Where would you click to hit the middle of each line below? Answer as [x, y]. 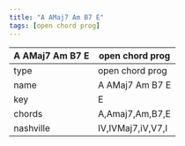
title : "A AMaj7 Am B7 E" [56, 17]
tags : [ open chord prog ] [55, 26]
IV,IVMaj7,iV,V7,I [133, 127]
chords [28, 113]
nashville [32, 127]
